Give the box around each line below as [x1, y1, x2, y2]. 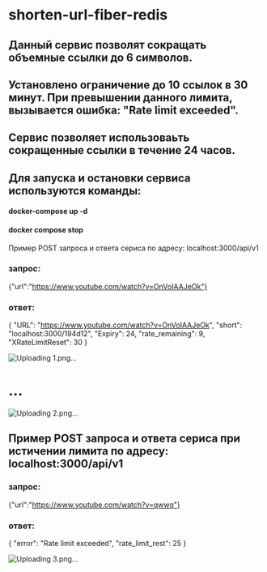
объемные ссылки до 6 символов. [8, 50, 193, 64]
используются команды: [8, 184, 142, 198]
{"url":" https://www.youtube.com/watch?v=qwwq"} [8, 500, 180, 510]
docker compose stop [8, 224, 83, 234]
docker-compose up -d [8, 207, 88, 216]
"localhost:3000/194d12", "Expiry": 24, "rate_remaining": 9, [8, 329, 206, 339]
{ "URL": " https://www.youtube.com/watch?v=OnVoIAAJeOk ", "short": [8, 320, 243, 330]
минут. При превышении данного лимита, [8, 91, 233, 105]
